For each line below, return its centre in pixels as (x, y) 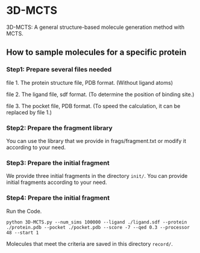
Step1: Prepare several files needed (59, 70)
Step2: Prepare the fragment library (59, 128)
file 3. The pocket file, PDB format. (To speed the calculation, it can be (93, 106)
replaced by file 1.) (29, 112)
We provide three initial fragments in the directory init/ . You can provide (97, 176)
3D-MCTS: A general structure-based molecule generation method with (95, 27)
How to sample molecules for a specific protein (96, 53)
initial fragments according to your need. (57, 182)
